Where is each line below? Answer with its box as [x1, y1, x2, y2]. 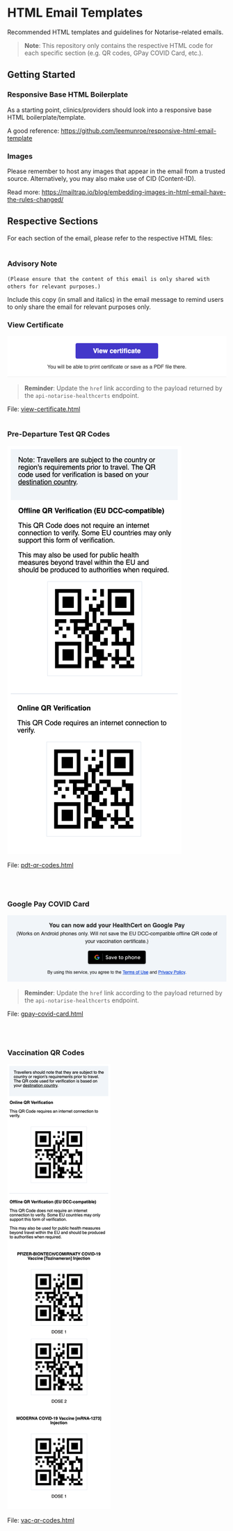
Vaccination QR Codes [7, 1048, 85, 1057]
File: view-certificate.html [7, 405, 81, 413]
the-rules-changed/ [7, 195, 64, 203]
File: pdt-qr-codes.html [7, 860, 74, 869]
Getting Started [7, 69, 76, 81]
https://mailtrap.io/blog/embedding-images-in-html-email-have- [41, 188, 226, 196]
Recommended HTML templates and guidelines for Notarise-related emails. [7, 28, 224, 36]
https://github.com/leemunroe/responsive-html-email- [61, 127, 217, 135]
